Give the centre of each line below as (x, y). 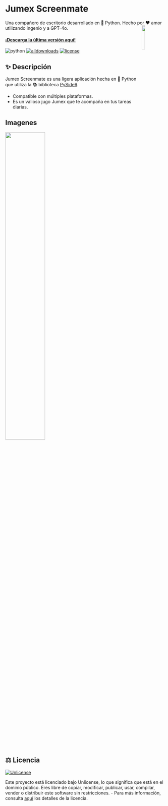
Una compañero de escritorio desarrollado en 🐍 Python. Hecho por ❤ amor (84, 23)
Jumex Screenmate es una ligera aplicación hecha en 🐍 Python (71, 79)
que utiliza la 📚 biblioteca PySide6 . (42, 84)
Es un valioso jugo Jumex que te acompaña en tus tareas (72, 101)
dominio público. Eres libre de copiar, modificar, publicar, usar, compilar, (80, 787)
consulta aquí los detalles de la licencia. (47, 798)
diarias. (20, 107)
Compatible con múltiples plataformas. (53, 96)
